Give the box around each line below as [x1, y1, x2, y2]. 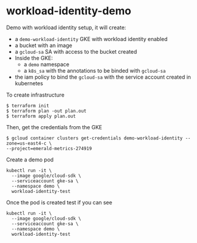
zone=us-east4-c [6, 140, 47, 147]
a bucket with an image [14, 42, 73, 49]
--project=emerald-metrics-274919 [6, 145, 93, 151]
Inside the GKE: [14, 54, 53, 61]
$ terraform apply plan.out [6, 113, 76, 119]
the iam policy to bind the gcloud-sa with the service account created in [14, 73, 191, 80]
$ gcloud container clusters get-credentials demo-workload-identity [6, 135, 183, 141]
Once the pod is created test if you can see [6, 198, 112, 206]
